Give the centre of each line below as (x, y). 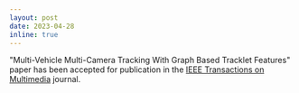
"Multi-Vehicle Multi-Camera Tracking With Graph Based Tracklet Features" (150, 60)
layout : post (34, 18)
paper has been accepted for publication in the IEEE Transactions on (137, 70)
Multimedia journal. (45, 79)
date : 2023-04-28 (42, 26)
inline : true (34, 34)
